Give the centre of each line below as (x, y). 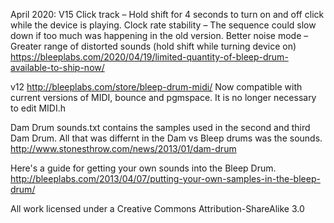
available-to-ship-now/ (57, 67)
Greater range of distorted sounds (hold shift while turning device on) (153, 46)
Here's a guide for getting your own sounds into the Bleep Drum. (143, 168)
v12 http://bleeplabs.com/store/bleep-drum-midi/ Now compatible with (156, 87)
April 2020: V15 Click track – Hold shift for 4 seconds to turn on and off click (167, 14)
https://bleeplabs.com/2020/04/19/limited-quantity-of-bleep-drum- (149, 57)
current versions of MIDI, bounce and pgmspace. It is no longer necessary (163, 97)
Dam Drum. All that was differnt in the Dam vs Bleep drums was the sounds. (166, 138)
